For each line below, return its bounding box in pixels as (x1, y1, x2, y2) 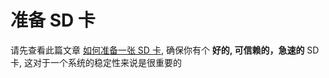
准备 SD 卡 (10, 9, 96, 32)
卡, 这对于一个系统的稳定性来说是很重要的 (10, 56, 182, 68)
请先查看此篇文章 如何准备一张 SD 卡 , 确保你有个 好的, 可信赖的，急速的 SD (10, 44, 320, 56)
